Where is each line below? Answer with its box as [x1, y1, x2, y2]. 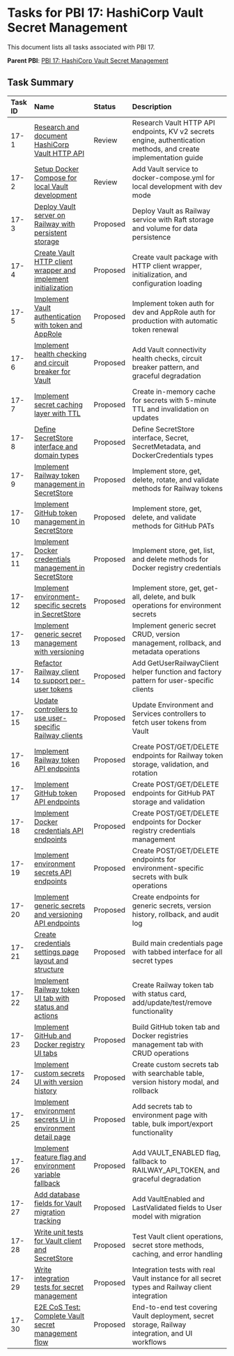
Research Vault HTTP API [132, 117, 215, 127]
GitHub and [33, 1031, 72, 1040]
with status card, [132, 989, 187, 998]
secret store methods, [132, 1240, 204, 1250]
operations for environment [132, 600, 221, 610]
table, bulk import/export [132, 1119, 214, 1128]
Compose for [33, 172, 77, 182]
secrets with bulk [132, 871, 188, 881]
